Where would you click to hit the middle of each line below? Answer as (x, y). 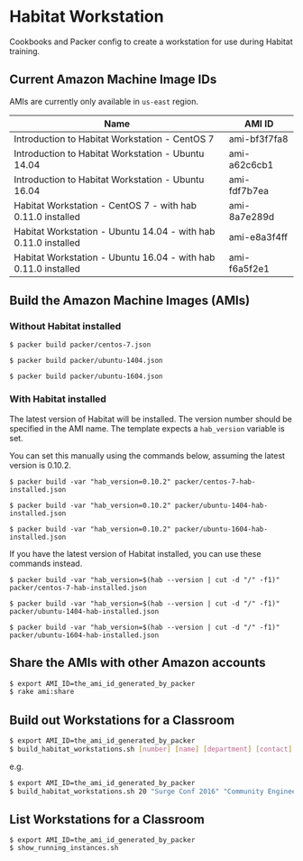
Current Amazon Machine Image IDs (113, 80)
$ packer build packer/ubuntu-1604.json (87, 376)
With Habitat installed (58, 399)
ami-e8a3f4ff (258, 236)
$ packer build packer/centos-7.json (80, 345)
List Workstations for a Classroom (107, 819)
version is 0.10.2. (41, 465)
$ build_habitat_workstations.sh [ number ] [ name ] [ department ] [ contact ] (151, 749)
